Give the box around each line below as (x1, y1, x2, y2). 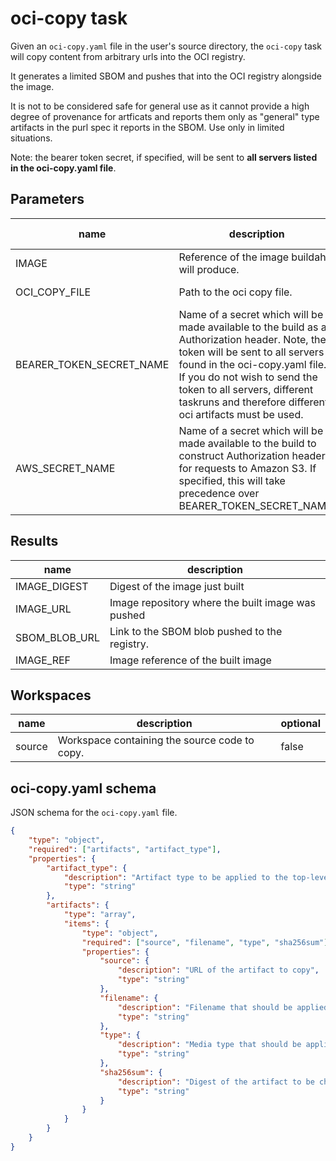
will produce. (178, 262, 240, 276)
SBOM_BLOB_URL (15, 630, 100, 644)
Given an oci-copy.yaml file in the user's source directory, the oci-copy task (10, 40, 322, 52)
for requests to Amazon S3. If (178, 461, 317, 475)
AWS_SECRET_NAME (15, 461, 116, 475)
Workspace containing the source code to (57, 733, 255, 747)
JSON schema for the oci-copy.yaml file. (10, 807, 178, 819)
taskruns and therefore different (178, 395, 329, 409)
